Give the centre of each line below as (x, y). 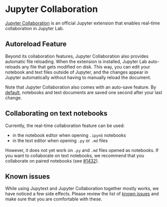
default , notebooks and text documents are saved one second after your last (84, 92)
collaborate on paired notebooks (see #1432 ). (52, 160)
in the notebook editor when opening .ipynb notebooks (69, 135)
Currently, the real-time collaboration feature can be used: (65, 125)
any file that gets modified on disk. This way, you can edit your (86, 66)
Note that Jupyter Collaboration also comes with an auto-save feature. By (81, 87)
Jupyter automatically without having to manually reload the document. (78, 77)
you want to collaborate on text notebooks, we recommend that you (75, 155)
